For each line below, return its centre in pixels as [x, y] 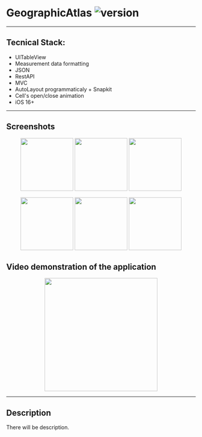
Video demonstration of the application [81, 266]
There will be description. [38, 427]
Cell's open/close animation [49, 95]
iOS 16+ [25, 102]
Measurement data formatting [52, 63]
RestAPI [25, 76]
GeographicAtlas [49, 13]
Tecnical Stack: [36, 43]
